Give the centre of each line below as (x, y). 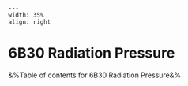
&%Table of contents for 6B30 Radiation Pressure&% (95, 75)
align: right (30, 22)
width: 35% (26, 15)
